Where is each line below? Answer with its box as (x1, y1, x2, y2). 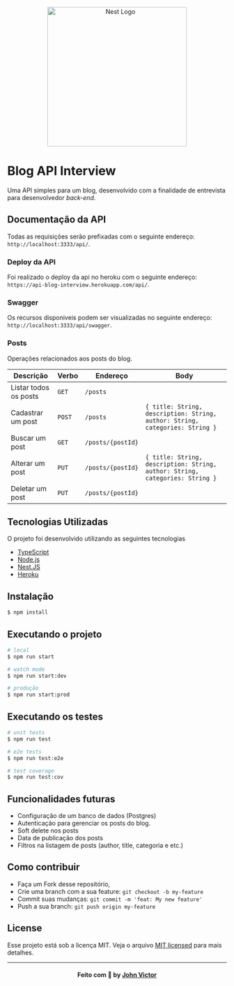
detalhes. (7, 948, 34, 957)
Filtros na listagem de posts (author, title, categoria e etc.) (17, 841, 183, 850)
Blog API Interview (7, 163, 116, 179)
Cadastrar (10, 408, 44, 418)
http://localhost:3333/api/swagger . (7, 321, 113, 329)
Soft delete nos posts (17, 826, 79, 835)
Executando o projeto (7, 628, 102, 640)
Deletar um (10, 483, 47, 493)
